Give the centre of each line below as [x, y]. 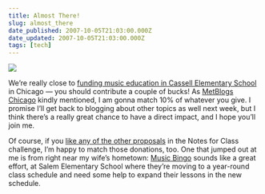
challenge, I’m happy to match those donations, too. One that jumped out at [132, 149]
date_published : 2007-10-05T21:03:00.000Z [80, 30]
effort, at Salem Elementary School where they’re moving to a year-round [129, 166]
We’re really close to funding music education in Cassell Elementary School [132, 83]
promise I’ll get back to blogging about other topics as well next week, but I [132, 109]
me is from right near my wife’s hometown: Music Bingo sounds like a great [132, 158]
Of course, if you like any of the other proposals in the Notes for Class [124, 141]
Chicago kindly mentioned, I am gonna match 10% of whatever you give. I [130, 100]
